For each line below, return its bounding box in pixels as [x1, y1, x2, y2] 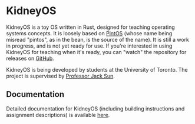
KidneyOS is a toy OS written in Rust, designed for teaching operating [6, 24, 175, 31]
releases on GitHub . [6, 55, 54, 62]
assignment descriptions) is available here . [6, 111, 110, 118]
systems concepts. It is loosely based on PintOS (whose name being [6, 29, 173, 36]
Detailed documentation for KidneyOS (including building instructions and [6, 105, 185, 112]
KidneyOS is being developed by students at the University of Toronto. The [6, 66, 188, 73]
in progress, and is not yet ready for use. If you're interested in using [6, 42, 173, 49]
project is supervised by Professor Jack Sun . [6, 72, 115, 79]
